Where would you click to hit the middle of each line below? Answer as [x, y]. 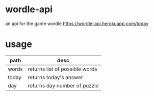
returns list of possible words [63, 69]
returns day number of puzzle [63, 85]
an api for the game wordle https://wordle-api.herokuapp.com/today [77, 23]
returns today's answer [55, 77]
